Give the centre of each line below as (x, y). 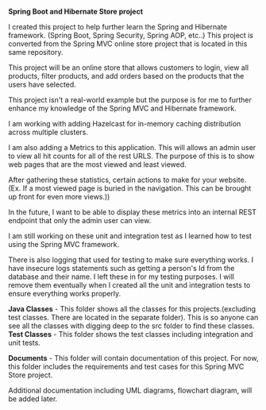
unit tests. (25, 342)
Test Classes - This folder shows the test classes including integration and (131, 334)
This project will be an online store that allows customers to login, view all (128, 68)
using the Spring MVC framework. (64, 244)
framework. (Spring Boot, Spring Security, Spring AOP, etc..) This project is (131, 35)
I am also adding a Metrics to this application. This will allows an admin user (132, 147)
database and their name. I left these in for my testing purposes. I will (121, 277)
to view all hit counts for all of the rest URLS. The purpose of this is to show (131, 156)
